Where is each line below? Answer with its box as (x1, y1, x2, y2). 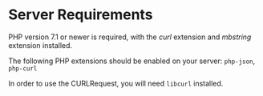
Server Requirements (8, 6, 154, 24)
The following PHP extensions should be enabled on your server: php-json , (8, 56, 256, 66)
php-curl (8, 64, 38, 73)
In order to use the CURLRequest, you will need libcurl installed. (8, 78, 224, 88)
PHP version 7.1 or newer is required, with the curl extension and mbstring (8, 32, 252, 42)
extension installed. (8, 40, 73, 50)
